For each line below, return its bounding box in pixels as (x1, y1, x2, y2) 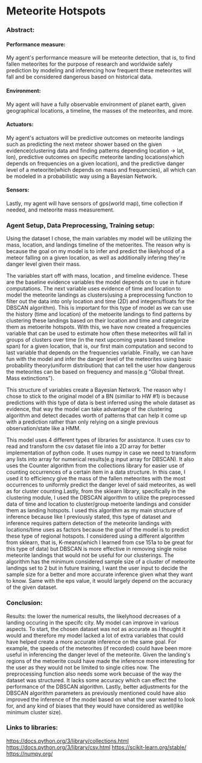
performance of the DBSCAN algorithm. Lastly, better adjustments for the (6, 683, 188, 690)
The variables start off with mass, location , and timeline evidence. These (6, 272, 188, 280)
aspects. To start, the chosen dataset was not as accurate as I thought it (6, 625, 186, 632)
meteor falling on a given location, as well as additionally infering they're (6, 254, 186, 262)
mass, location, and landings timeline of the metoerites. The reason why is (6, 241, 191, 248)
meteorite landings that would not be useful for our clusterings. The (6, 551, 174, 559)
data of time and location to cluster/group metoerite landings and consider (6, 500, 191, 507)
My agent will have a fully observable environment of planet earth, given (6, 101, 186, 108)
